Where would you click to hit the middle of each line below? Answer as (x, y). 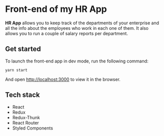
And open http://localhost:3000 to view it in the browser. (63, 79)
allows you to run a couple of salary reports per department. (67, 33)
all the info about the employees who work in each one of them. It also (77, 28)
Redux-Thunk (26, 117)
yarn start (16, 70)
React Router (26, 123)
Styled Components (33, 128)
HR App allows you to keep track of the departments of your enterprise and (82, 23)
